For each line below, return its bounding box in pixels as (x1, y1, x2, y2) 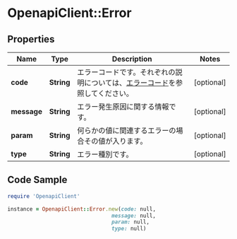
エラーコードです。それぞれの (77, 67, 176, 77)
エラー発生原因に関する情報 (77, 102, 169, 111)
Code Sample (7, 174, 68, 186)
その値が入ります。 (84, 136, 147, 146)
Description (111, 54, 152, 64)
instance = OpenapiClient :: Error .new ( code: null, (7, 205, 157, 213)
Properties (7, 33, 55, 45)
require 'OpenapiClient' (7, 192, 80, 199)
